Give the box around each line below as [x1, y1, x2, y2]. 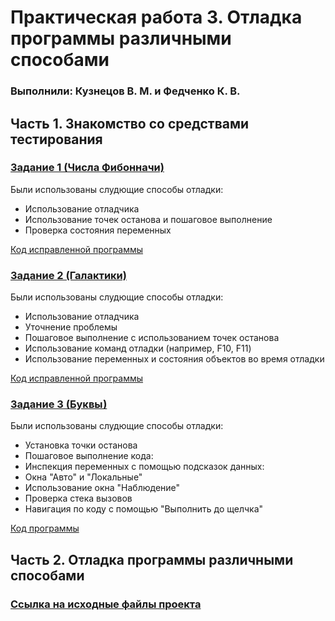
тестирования [10, 131, 103, 148]
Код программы [10, 522, 80, 535]
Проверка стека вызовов [24, 492, 133, 505]
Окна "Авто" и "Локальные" [24, 471, 143, 483]
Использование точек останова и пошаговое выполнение [24, 213, 273, 225]
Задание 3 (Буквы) [10, 397, 108, 411]
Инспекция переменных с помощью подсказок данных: [24, 461, 265, 473]
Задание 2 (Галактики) [10, 268, 127, 282]
